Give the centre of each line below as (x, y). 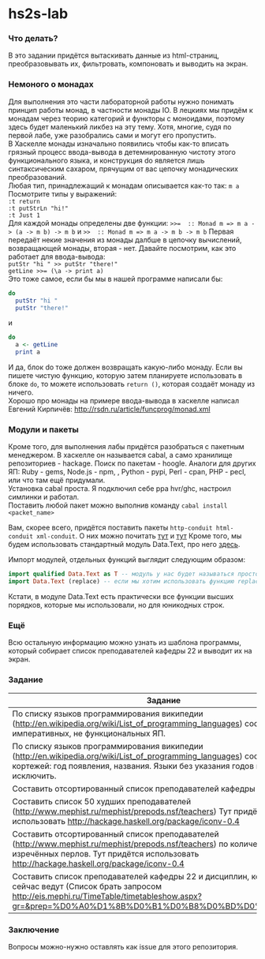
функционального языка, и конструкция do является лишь (106, 160)
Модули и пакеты (43, 429)
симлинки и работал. (44, 497)
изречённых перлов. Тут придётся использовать (106, 853)
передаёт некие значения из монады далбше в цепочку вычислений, (125, 240)
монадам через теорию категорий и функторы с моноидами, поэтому (126, 118)
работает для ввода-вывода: (57, 257)
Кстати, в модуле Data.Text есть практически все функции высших (121, 597)
